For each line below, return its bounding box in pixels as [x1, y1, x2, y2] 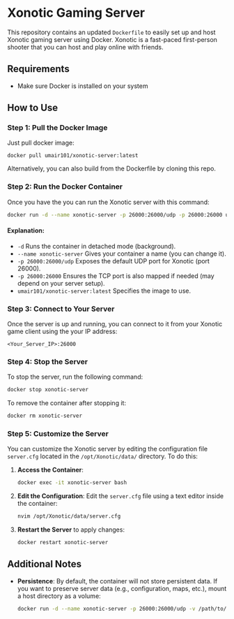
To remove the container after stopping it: [7, 399, 127, 407]
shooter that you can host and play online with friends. [7, 43, 164, 51]
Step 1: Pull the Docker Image [7, 123, 108, 133]
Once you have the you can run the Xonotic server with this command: [7, 198, 210, 206]
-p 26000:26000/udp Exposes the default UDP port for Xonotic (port [17, 256, 210, 265]
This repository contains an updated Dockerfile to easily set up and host [7, 28, 216, 36]
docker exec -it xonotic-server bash [17, 479, 127, 486]
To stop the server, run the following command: [7, 372, 143, 381]
